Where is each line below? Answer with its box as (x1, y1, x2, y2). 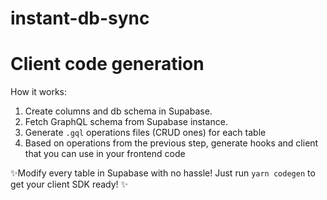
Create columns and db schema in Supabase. (24, 105, 213, 117)
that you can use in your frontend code (24, 148, 186, 160)
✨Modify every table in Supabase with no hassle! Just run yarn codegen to (10, 167, 316, 179)
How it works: (10, 86, 68, 98)
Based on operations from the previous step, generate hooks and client (24, 137, 319, 149)
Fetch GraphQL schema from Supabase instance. (24, 116, 228, 128)
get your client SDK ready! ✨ (10, 178, 129, 191)
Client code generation (10, 53, 205, 76)
